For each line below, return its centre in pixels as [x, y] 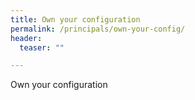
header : [26, 38]
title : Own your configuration [75, 19]
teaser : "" [42, 47]
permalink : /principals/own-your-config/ [98, 29]
